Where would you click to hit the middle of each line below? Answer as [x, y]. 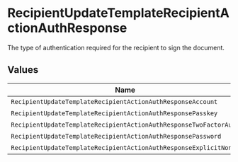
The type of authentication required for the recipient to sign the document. [116, 47]
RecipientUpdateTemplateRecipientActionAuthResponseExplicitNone [123, 147]
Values [23, 70]
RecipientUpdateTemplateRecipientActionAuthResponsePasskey [114, 113]
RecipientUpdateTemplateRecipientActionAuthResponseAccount [114, 102]
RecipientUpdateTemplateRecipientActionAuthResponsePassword [116, 136]
